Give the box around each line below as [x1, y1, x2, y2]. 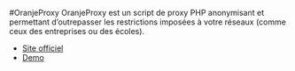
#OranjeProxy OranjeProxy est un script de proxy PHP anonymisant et [9, 8, 264, 18]
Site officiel [21, 43, 64, 53]
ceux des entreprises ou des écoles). [9, 26, 144, 36]
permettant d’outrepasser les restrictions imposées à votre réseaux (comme [9, 17, 286, 27]
